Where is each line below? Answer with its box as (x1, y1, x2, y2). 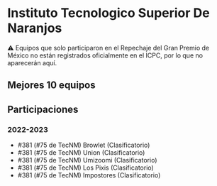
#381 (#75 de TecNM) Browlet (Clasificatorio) (17, 141, 150, 150)
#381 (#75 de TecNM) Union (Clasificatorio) (17, 148, 145, 157)
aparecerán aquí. (7, 58, 57, 67)
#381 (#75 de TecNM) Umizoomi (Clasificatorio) (17, 156, 157, 165)
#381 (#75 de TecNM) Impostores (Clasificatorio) (17, 171, 161, 180)
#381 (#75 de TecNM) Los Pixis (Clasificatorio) (17, 163, 154, 172)
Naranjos (7, 20, 62, 36)
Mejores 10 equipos (7, 80, 96, 92)
